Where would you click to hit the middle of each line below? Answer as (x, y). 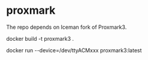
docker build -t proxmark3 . (40, 38)
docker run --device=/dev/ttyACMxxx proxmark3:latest (74, 50)
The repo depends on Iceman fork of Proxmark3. (67, 27)
